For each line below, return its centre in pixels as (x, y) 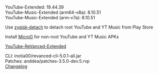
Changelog (16, 66)
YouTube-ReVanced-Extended (36, 46)
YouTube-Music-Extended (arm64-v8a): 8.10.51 (53, 12)
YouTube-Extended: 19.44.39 (34, 7)
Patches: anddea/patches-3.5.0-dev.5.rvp (47, 61)
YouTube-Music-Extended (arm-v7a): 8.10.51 (50, 18)
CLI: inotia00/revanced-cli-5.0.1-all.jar (43, 56)
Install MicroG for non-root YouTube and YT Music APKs (62, 37)
